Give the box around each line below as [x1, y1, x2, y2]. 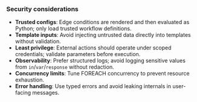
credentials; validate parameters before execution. [15, 51, 141, 58]
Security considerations [6, 5, 79, 13]
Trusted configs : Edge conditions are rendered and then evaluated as [15, 19, 190, 26]
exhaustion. [15, 76, 44, 83]
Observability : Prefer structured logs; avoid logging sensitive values [15, 57, 186, 65]
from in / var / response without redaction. [15, 63, 114, 71]
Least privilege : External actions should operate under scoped [15, 44, 172, 51]
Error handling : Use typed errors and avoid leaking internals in [15, 83, 172, 90]
